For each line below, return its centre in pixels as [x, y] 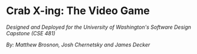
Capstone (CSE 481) [31, 33]
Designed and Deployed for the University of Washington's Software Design [99, 27]
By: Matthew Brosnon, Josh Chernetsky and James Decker [78, 45]
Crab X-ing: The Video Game [78, 11]
